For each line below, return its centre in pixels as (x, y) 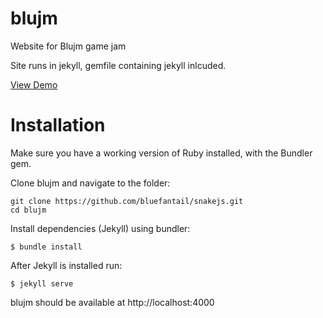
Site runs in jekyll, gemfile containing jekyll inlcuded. (118, 65)
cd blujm (28, 210)
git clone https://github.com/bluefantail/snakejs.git (127, 201)
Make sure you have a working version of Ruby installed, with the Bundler (161, 153)
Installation (58, 125)
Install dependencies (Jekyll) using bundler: (100, 228)
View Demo (34, 84)
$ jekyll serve (42, 283)
